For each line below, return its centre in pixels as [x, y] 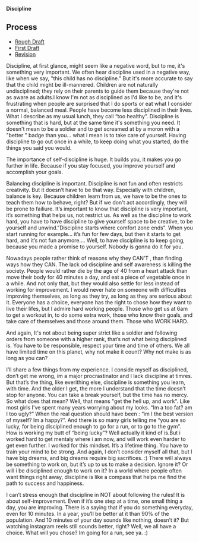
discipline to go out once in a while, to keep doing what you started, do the [97, 141]
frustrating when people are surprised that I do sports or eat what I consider [99, 103]
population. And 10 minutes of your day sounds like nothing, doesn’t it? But [97, 520]
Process [22, 27]
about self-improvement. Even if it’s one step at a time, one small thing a [94, 501]
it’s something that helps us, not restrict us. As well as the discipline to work [99, 215]
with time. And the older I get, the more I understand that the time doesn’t [96, 388]
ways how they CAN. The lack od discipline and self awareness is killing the [99, 264]
